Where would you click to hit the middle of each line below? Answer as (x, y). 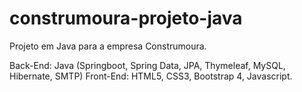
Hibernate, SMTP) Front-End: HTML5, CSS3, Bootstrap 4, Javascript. (151, 76)
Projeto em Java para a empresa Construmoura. (108, 46)
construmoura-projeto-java (126, 18)
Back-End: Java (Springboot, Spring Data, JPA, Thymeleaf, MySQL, (147, 65)
